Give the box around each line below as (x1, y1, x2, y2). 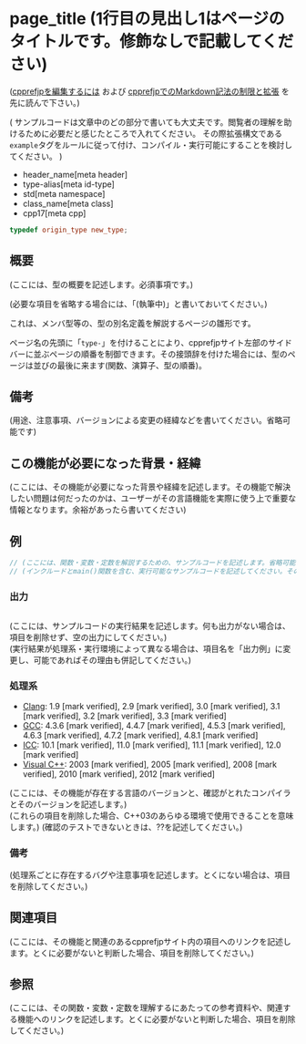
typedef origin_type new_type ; (9, 225, 128, 234)
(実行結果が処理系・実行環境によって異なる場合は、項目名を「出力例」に (9, 644, 283, 655)
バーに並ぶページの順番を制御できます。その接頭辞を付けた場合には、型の (9, 348, 289, 359)
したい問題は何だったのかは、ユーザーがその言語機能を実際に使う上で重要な (9, 493, 297, 504)
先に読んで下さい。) (9, 97, 80, 108)
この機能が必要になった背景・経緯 (9, 455, 201, 470)
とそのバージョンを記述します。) (9, 799, 127, 810)
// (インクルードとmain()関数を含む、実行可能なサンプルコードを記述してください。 (9, 566, 287, 575)
